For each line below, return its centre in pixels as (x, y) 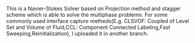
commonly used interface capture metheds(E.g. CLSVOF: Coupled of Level (98, 21)
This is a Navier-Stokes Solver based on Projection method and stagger (93, 9)
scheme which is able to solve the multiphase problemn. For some (87, 15)
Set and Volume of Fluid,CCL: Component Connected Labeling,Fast (88, 27)
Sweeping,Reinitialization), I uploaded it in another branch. (77, 34)
